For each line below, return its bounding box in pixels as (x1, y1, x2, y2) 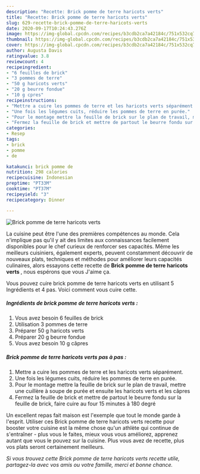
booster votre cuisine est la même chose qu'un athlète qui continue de (6, 425, 179, 432)
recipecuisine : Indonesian (6, 175, 73, 181)
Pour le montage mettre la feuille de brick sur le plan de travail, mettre (14, 381, 186, 388)
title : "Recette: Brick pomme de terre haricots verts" (6, 14, 148, 20)
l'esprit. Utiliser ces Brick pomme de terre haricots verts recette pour (6, 418, 175, 425)
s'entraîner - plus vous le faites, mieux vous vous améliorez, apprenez (6, 430, 178, 438)
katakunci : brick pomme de (6, 163, 73, 170)
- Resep (6, 131, 26, 137)
